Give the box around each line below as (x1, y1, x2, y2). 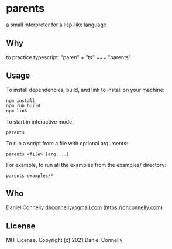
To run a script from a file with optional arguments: (6, 139, 128, 146)
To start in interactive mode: (6, 118, 74, 125)
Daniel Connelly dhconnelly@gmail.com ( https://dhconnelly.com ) (6, 204, 163, 211)
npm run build (6, 103, 41, 108)
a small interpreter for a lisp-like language (6, 21, 106, 28)
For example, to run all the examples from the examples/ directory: (6, 161, 167, 168)
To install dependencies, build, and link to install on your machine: (6, 86, 165, 93)
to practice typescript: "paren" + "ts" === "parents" (6, 53, 131, 60)
